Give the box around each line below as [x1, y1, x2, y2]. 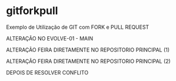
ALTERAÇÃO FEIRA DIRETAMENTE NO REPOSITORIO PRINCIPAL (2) [6, 58, 171, 65]
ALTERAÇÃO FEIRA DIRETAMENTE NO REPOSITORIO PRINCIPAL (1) [6, 46, 170, 53]
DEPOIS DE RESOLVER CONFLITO [6, 69, 89, 76]
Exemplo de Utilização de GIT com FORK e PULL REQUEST [6, 23, 150, 31]
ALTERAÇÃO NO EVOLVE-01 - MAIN [6, 35, 94, 42]
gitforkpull [6, 4, 58, 18]
